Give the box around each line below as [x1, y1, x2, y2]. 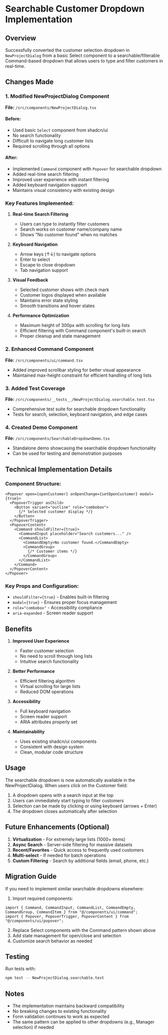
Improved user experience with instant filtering [12, 177, 109, 183]
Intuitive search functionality [20, 658, 79, 665]
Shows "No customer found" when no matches [20, 232, 118, 238]
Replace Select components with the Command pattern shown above [12, 927, 156, 933]
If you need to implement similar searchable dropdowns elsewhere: [5, 885, 144, 891]
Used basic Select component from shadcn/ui [12, 127, 108, 133]
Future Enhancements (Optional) [5, 823, 109, 832]
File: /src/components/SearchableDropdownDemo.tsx [5, 435, 110, 441]
